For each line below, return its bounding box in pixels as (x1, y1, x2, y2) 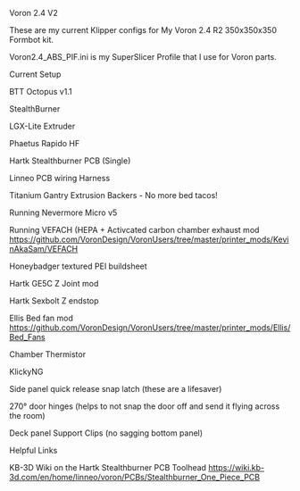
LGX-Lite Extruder (9, 121, 76, 131)
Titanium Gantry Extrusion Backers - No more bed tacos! (9, 190, 219, 200)
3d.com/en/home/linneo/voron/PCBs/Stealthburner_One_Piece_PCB (9, 472, 261, 482)
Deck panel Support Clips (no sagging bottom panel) (9, 428, 204, 438)
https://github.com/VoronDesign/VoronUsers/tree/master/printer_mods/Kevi (9, 234, 289, 245)
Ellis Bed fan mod (9, 312, 74, 323)
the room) (9, 411, 46, 420)
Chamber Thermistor (9, 349, 87, 360)
